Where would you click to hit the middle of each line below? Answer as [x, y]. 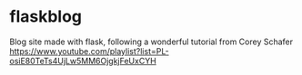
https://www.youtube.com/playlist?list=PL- [90, 51]
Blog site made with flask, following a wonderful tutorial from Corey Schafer [151, 42]
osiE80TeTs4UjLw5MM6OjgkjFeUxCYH [83, 61]
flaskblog [46, 17]
